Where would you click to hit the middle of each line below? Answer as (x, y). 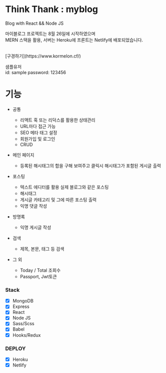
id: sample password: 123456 (36, 72)
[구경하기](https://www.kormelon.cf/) (43, 56)
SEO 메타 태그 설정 (38, 133)
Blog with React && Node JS (34, 23)
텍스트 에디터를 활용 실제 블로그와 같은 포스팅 (64, 187)
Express (21, 306)
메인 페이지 (23, 155)
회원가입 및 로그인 (37, 139)
